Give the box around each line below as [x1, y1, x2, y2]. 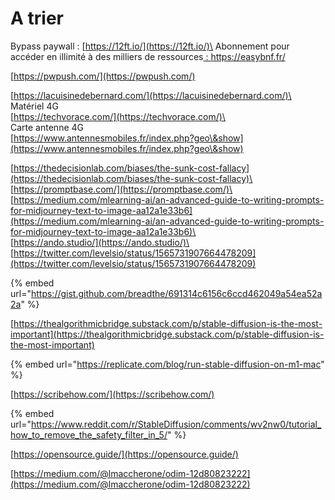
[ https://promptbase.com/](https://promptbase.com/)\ [10, 183, 233, 195]
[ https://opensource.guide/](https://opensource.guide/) [10, 448, 239, 460]
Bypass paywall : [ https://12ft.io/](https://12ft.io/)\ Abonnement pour [10, 40, 290, 52]
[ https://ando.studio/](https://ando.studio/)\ [10, 236, 190, 248]
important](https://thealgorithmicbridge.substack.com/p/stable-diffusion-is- [10, 328, 325, 340]
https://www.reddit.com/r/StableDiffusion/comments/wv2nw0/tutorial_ [30, 418, 322, 430]
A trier [10, 7, 64, 30]
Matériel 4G [10, 100, 59, 112]
